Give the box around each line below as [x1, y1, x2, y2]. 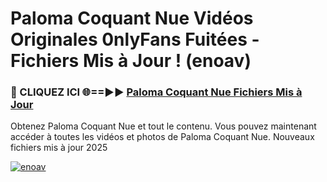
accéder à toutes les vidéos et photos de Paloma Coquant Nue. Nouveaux [10, 131, 315, 143]
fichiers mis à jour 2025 [10, 142, 108, 154]
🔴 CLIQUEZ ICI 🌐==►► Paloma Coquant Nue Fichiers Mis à [10, 85, 303, 99]
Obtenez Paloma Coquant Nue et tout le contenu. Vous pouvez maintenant [10, 120, 317, 132]
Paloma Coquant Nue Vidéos [10, 7, 254, 30]
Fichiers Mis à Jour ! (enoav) [10, 50, 252, 72]
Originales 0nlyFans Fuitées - [10, 28, 260, 51]
